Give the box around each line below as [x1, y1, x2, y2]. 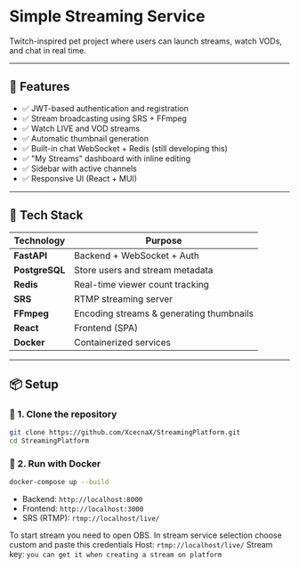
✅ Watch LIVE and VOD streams [21, 123, 141, 134]
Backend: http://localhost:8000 [21, 494, 143, 505]
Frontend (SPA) [74, 321, 139, 334]
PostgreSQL [13, 264, 66, 276]
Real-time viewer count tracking [74, 278, 209, 290]
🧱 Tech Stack [9, 207, 84, 223]
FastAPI [13, 249, 48, 262]
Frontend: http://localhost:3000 [21, 503, 144, 514]
